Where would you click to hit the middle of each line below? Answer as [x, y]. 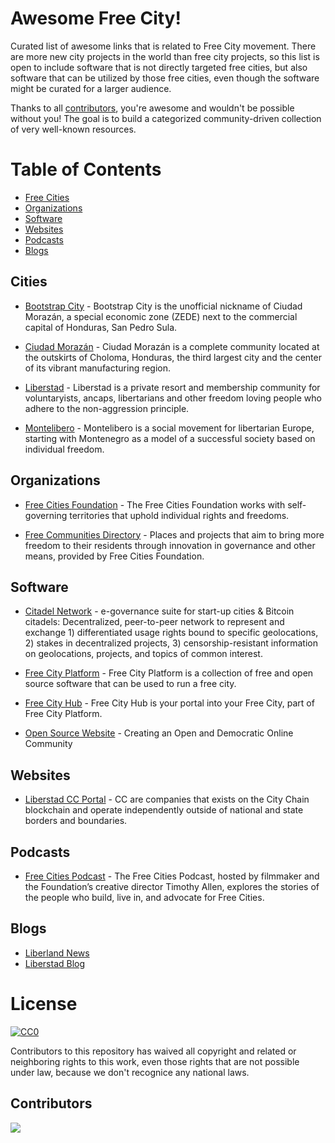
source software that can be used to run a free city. [130, 684]
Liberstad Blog [55, 963]
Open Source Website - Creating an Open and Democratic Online [159, 733]
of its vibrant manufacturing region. [98, 368]
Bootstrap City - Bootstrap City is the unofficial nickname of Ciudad [163, 306]
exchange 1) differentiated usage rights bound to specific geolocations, [171, 633]
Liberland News [57, 953]
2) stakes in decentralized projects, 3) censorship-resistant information [171, 643]
